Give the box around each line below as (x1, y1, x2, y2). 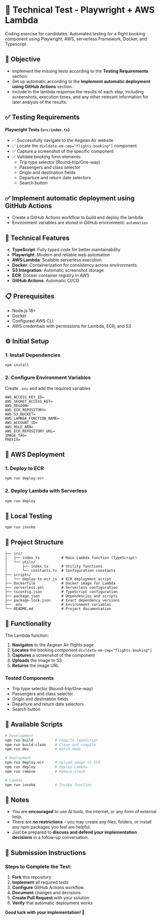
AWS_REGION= (5, 403, 29, 408)
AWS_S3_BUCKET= (5, 411, 36, 417)
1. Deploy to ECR (5, 465, 44, 472)
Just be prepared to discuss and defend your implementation (12, 829, 137, 835)
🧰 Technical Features (5, 234, 70, 242)
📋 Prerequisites (5, 292, 55, 301)
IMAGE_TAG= (5, 433, 27, 438)
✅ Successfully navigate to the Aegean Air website (12, 137, 114, 143)
